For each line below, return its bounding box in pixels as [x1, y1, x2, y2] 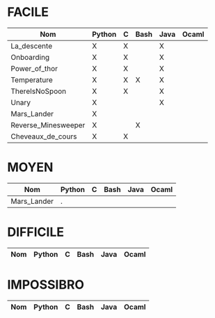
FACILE [7, 4, 49, 20]
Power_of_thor [10, 63, 58, 73]
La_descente [10, 41, 53, 51]
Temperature [10, 74, 54, 84]
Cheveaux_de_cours [10, 132, 77, 141]
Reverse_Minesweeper [10, 120, 86, 129]
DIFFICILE [7, 224, 65, 240]
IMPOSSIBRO [7, 277, 85, 292]
